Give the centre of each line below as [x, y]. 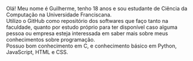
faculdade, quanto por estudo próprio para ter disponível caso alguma [92, 27]
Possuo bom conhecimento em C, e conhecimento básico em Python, [91, 46]
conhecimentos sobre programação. [51, 40]
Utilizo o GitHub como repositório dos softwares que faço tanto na [87, 21]
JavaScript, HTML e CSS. [37, 52]
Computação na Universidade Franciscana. [59, 15]
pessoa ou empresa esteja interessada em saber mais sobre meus [87, 33]
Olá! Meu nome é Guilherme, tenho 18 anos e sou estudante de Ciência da [97, 9]
